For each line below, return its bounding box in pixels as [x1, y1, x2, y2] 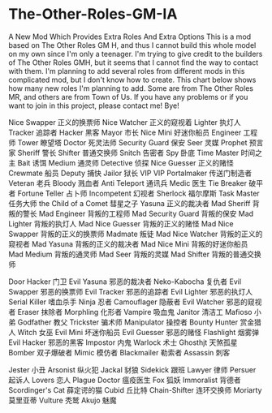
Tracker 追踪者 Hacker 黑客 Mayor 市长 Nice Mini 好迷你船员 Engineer [8, 127, 242, 137]
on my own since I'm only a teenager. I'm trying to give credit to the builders [8, 49, 263, 58]
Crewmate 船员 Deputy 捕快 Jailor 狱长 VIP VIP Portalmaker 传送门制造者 [8, 168, 253, 178]
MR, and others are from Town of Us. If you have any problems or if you [8, 92, 248, 101]
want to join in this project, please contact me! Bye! [8, 101, 180, 110]
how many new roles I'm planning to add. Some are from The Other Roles [8, 83, 254, 93]
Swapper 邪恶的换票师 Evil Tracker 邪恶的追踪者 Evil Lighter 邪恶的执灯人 [8, 286, 253, 296]
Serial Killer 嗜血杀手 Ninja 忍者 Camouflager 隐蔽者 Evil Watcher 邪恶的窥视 [8, 297, 262, 307]
